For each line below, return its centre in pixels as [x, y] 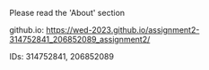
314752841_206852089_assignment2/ [80, 39]
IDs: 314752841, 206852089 [62, 56]
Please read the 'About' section [67, 13]
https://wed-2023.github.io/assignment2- [123, 30]
